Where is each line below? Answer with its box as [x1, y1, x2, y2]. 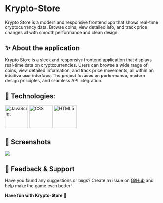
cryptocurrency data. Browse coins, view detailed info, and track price [5, 24, 147, 30]
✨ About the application [5, 44, 80, 52]
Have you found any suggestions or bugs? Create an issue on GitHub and [5, 178, 154, 184]
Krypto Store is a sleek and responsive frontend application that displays [5, 57, 152, 63]
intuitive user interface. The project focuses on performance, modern [5, 72, 146, 78]
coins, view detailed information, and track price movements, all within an [5, 67, 154, 73]
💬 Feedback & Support [5, 165, 75, 173]
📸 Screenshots [5, 138, 51, 146]
